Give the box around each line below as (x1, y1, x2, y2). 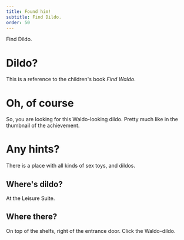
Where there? (6, 212, 58, 222)
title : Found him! (6, 8, 51, 15)
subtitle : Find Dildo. (6, 14, 62, 20)
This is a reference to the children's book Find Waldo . (6, 76, 136, 83)
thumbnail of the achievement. (6, 122, 80, 129)
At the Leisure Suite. (6, 195, 55, 202)
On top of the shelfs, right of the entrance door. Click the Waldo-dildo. (6, 227, 176, 234)
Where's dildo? (6, 179, 63, 189)
